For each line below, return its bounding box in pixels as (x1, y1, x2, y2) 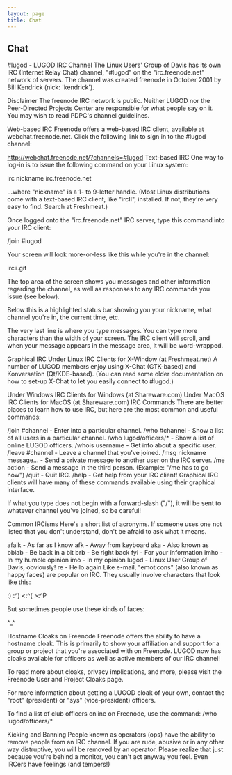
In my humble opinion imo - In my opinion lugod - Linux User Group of (7, 555, 208, 565)
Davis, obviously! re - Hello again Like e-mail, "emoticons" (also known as (7, 563, 219, 571)
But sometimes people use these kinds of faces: (7, 605, 145, 613)
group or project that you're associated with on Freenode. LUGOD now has (7, 647, 222, 655)
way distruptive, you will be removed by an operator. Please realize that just (7, 745, 224, 753)
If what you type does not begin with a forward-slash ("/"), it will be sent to (7, 499, 222, 507)
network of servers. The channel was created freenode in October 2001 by (7, 76, 222, 84)
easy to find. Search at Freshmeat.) (7, 203, 108, 211)
